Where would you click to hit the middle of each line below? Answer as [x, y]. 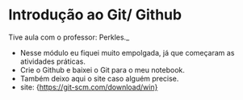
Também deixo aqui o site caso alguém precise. [99, 78]
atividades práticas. [53, 61]
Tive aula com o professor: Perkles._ [69, 37]
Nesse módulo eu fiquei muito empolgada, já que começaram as [127, 52]
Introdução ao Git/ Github [95, 15]
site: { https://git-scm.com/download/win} [89, 87]
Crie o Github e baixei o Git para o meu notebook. [103, 69]
